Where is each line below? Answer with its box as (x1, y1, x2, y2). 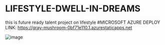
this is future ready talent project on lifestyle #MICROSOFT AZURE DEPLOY (5, 19, 160, 25)
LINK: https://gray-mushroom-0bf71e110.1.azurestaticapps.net (5, 24, 132, 30)
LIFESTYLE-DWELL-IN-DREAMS (5, 3, 141, 14)
